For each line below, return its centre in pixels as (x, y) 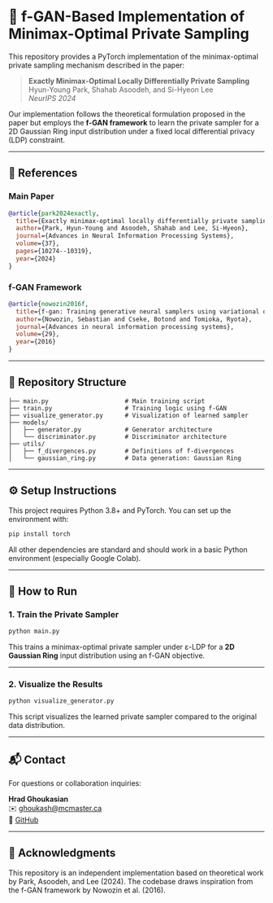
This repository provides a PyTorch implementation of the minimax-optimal (133, 56)
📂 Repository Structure (67, 382)
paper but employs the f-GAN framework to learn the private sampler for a (134, 122)
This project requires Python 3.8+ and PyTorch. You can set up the (120, 510)
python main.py (34, 631)
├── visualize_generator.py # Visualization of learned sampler (129, 415)
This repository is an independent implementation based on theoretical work (136, 872)
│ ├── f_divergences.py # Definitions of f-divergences (121, 451)
